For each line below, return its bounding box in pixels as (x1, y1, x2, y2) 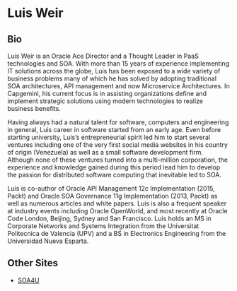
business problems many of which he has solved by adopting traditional (7, 74, 217, 83)
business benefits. (7, 105, 62, 112)
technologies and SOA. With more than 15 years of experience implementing (7, 59, 230, 68)
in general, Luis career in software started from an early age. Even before (7, 126, 221, 133)
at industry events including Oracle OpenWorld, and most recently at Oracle (7, 207, 228, 215)
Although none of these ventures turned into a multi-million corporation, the (7, 155, 229, 164)
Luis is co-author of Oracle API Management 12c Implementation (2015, (7, 184, 216, 192)
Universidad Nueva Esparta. (7, 237, 89, 245)
